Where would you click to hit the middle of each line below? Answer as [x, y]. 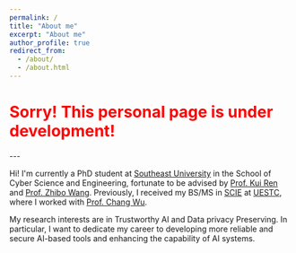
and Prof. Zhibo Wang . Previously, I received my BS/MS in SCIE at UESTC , [146, 192]
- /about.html [44, 68]
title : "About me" [44, 26]
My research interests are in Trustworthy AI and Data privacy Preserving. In [148, 219]
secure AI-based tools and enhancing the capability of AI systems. [132, 238]
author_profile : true [50, 43]
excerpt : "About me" [48, 34]
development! [62, 131]
